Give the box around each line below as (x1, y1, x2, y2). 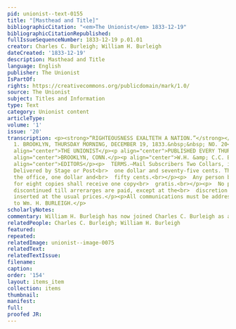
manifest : (7, 298, 37, 305)
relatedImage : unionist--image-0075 (7, 239, 114, 246)
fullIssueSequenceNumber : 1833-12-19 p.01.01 (7, 37, 143, 44)
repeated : (7, 233, 37, 240)
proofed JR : (7, 311, 42, 318)
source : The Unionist (7, 89, 71, 96)
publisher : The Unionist (7, 69, 80, 76)
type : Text (7, 102, 39, 109)
